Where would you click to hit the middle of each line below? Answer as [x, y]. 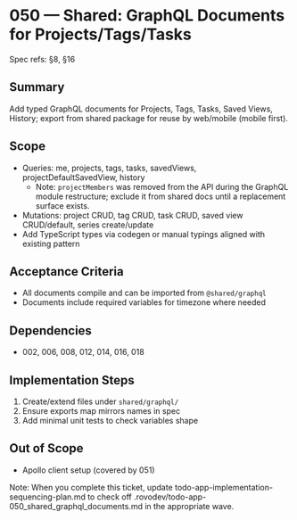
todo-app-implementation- [224, 487]
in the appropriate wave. [189, 506]
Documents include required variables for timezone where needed [144, 302]
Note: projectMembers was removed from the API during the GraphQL [162, 186]
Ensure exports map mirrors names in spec [101, 411]
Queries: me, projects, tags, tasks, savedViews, [109, 168]
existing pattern [51, 243]
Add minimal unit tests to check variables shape [110, 421]
